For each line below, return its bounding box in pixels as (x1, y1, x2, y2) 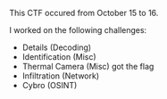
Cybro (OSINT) (21, 80, 78, 90)
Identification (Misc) (21, 52, 96, 62)
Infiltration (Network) (21, 70, 100, 81)
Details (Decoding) (21, 42, 92, 53)
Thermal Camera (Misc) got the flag (21, 62, 154, 71)
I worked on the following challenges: (9, 25, 147, 35)
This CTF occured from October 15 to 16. (9, 8, 159, 18)
